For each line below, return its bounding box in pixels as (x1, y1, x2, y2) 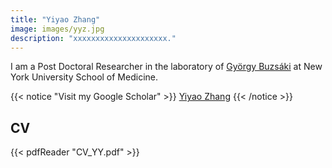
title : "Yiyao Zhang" (10, 14, 101, 25)
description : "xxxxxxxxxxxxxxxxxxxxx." (10, 33, 177, 43)
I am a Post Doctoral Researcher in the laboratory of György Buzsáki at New (10, 61, 323, 73)
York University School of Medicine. (10, 71, 158, 83)
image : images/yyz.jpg (10, 24, 105, 34)
